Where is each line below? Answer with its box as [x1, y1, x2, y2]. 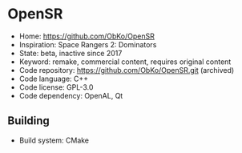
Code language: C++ [18, 74, 89, 83]
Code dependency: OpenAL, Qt [18, 91, 123, 100]
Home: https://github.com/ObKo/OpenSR [18, 31, 155, 41]
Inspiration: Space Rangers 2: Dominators [18, 39, 157, 49]
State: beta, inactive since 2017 [18, 48, 123, 58]
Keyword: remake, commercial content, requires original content [18, 57, 232, 66]
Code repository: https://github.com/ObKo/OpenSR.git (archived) [18, 65, 235, 74]
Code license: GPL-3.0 [18, 82, 94, 92]
